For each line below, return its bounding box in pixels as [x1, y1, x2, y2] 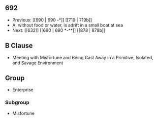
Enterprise [12, 87, 33, 93]
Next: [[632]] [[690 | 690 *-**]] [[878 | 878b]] [12, 27, 106, 33]
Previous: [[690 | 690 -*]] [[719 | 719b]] [12, 17, 92, 23]
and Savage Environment [12, 60, 63, 66]
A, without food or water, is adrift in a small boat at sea [12, 22, 123, 28]
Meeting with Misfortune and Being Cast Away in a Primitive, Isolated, [12, 54, 154, 60]
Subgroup [5, 99, 30, 106]
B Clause [5, 42, 33, 50]
